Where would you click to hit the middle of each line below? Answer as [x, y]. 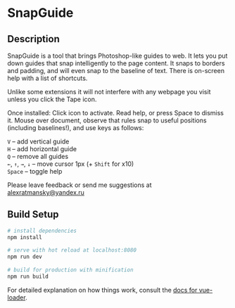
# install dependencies [42, 231]
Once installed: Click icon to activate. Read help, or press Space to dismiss [115, 113]
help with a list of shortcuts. [47, 78]
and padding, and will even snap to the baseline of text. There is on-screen [116, 71]
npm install [25, 237]
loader [17, 297]
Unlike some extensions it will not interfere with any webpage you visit [109, 92]
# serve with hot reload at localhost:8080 [72, 250]
